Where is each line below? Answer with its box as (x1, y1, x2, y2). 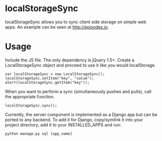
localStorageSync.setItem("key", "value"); (5, 76, 94, 80)
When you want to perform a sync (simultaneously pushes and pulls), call (5, 88, 151, 94)
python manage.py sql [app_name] (5, 131, 73, 136)
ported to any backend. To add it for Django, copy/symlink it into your (5, 117, 143, 123)
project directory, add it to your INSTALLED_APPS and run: (5, 122, 121, 127)
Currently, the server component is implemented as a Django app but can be (5, 111, 158, 117)
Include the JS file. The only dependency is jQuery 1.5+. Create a (5, 57, 134, 63)
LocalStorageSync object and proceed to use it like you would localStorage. (5, 62, 156, 68)
